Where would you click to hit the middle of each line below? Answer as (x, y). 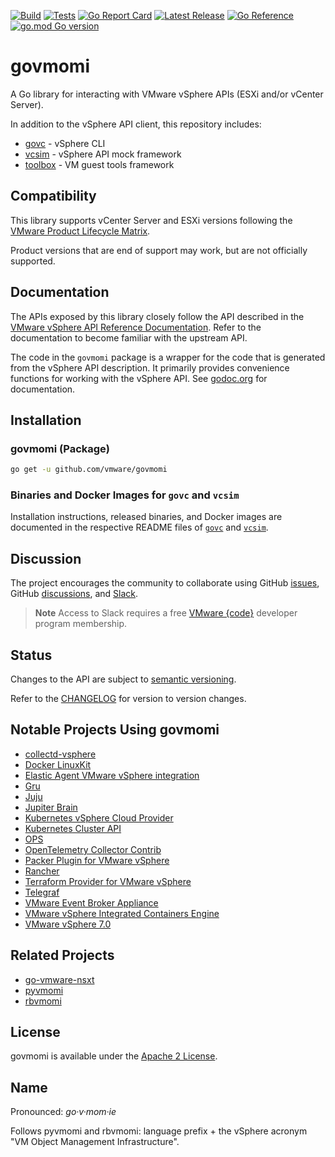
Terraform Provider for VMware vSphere (108, 881)
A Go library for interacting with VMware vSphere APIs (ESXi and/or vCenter (167, 94)
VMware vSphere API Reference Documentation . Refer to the (136, 327)
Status (31, 655)
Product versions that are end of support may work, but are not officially (159, 250)
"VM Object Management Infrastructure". (95, 1142)
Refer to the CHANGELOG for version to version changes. (128, 699)
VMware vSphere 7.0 (68, 924)
